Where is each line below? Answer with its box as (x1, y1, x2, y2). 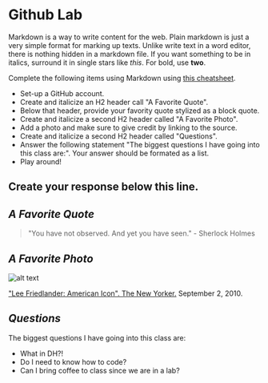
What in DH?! (19, 349, 64, 358)
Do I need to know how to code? (19, 357, 127, 366)
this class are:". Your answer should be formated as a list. (19, 148, 210, 158)
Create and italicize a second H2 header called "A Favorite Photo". (19, 114, 238, 123)
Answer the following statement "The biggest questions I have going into (19, 139, 260, 149)
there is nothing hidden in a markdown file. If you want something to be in (8, 49, 251, 58)
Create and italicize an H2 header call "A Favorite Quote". (19, 97, 209, 107)
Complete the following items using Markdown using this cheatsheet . (8, 73, 236, 83)
